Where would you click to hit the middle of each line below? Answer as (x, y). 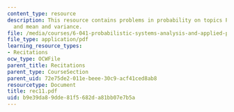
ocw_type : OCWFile (34, 59)
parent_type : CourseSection (48, 72)
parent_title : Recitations (46, 65)
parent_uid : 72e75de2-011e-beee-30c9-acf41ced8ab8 (82, 78)
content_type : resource (42, 14)
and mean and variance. (48, 26)
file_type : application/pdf (48, 40)
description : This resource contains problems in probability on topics (115, 20)
